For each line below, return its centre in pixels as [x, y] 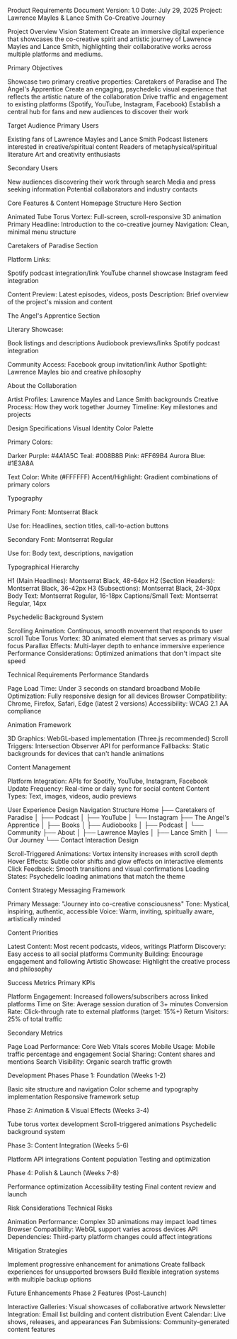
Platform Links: [29, 259]
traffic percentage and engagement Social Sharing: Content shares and [111, 1054]
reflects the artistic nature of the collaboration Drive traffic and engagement [118, 96]
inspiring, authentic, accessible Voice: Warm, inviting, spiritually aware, [111, 911]
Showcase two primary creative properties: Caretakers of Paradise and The [117, 82]
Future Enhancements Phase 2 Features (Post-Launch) [87, 1293]
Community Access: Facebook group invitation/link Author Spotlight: [107, 364]
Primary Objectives [35, 68]
